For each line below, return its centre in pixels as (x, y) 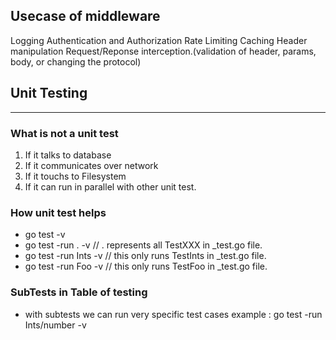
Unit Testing (49, 93)
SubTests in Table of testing (79, 292)
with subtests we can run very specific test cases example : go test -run (173, 314)
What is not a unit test (64, 133)
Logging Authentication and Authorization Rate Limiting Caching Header (159, 40)
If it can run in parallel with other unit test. (110, 186)
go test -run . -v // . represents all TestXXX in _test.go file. (143, 245)
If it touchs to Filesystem (75, 176)
